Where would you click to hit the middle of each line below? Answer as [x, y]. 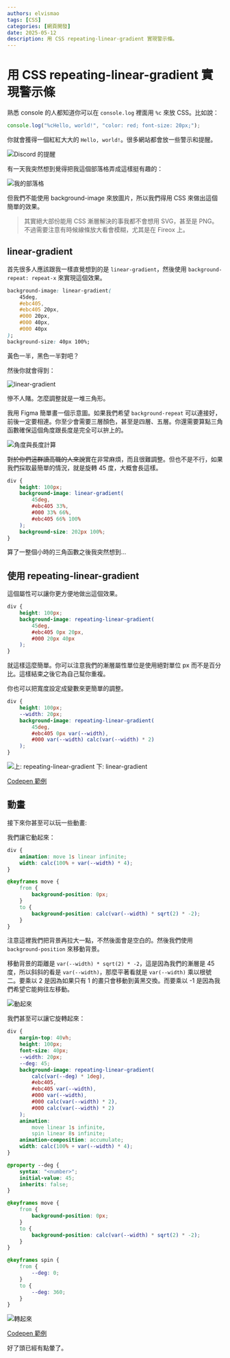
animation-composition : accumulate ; [72, 1140]
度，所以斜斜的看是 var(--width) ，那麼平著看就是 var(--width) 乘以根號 [110, 972]
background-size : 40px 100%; [49, 342]
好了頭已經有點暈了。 [37, 1348]
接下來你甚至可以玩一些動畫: [47, 822]
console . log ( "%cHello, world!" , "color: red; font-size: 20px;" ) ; [104, 126]
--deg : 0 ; [46, 1273]
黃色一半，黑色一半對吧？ [43, 356]
